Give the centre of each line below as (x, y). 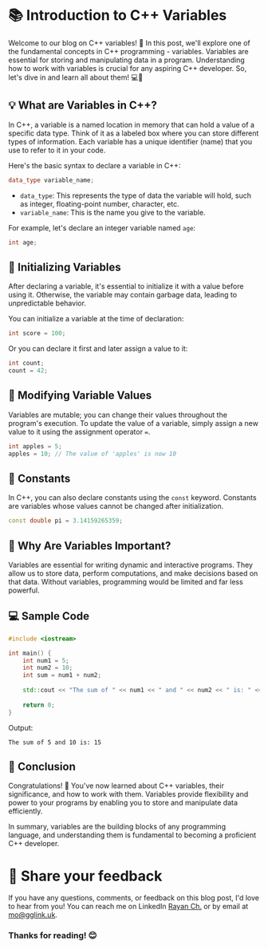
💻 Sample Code (49, 616)
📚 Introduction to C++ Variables (118, 16)
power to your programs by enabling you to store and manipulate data (123, 803)
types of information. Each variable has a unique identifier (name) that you (130, 141)
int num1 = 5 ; (46, 660)
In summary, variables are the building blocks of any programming (117, 827)
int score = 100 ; (37, 333)
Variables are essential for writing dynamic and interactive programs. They (131, 565)
